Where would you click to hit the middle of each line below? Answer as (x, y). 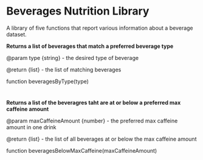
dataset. (17, 34)
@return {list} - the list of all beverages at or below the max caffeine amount (101, 139)
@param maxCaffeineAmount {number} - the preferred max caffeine (92, 121)
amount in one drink (31, 127)
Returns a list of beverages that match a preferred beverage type (90, 46)
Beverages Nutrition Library (78, 11)
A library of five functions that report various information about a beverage (100, 28)
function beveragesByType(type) (48, 81)
